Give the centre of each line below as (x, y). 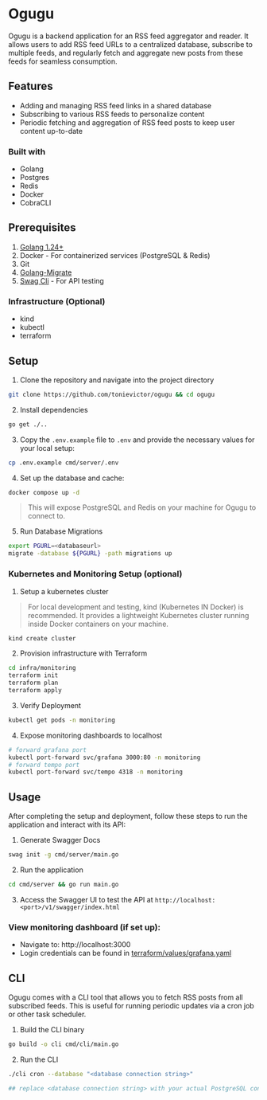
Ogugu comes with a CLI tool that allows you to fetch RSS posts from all (126, 997)
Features (31, 86)
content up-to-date (51, 131)
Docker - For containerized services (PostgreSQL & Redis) (115, 255)
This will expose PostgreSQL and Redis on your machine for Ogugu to (142, 507)
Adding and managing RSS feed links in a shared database (116, 105)
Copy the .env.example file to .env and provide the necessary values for (137, 440)
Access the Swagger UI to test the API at (86, 899)
